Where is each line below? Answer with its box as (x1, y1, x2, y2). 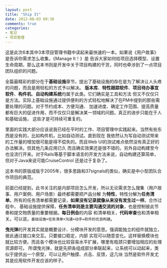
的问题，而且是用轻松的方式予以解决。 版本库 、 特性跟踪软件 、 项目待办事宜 (5, 85, 159, 90)
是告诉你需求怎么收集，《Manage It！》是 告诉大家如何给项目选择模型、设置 (5, 55, 160, 61)
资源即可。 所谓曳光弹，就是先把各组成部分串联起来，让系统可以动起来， (5, 245, 155, 251)
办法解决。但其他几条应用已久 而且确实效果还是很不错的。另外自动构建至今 (5, 145, 159, 151)
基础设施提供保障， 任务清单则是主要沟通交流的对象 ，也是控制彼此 (19, 203, 155, 209)
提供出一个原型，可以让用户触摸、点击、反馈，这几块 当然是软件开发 (13, 251, 155, 257)
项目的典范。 (9, 174, 36, 180)
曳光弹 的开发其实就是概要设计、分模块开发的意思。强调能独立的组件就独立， (5, 226, 162, 232)
